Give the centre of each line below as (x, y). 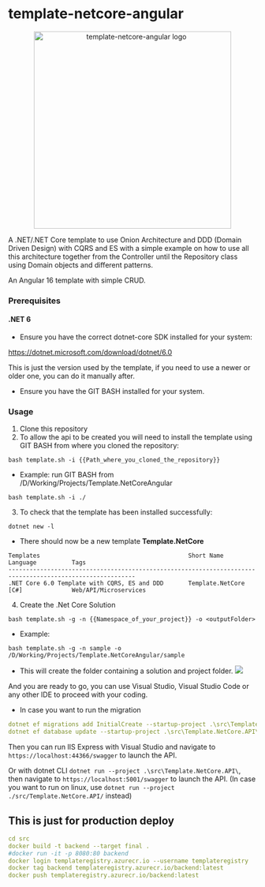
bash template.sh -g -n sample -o (65, 649)
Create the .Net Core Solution (67, 605)
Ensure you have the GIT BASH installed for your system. (112, 391)
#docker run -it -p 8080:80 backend (68, 853)
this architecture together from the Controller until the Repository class (123, 256)
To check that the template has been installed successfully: (116, 512)
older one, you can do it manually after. (72, 376)
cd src (19, 838)
